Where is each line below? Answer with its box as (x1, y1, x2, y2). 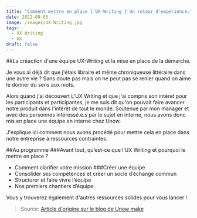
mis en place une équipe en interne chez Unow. (6, 117, 121, 124)
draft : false (6, 42, 38, 47)
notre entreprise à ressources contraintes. (6, 135, 108, 142)
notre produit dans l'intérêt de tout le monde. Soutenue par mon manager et (6, 105, 189, 112)
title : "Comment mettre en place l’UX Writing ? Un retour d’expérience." (6, 8, 193, 15)
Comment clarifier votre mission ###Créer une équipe (14, 163, 145, 171)
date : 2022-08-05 (6, 14, 49, 20)
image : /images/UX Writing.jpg (6, 19, 83, 25)
